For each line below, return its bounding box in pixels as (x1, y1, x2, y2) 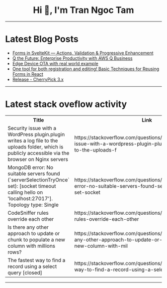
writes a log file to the (7, 137, 58, 144)
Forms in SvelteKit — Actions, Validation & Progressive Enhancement (12, 50, 154, 56)
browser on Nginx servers (7, 155, 69, 162)
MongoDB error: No (7, 164, 54, 171)
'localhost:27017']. (7, 195, 53, 202)
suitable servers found (7, 170, 60, 177)
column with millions (7, 242, 56, 249)
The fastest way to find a (7, 257, 66, 264)
